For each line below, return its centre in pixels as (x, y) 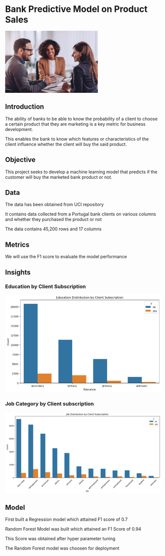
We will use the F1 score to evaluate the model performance (66, 257)
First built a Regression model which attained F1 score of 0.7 (66, 519)
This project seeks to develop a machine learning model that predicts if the (81, 172)
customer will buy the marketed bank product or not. (59, 177)
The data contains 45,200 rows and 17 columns (53, 229)
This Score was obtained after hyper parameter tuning (60, 539)
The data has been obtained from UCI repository (54, 205)
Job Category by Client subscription (50, 404)
